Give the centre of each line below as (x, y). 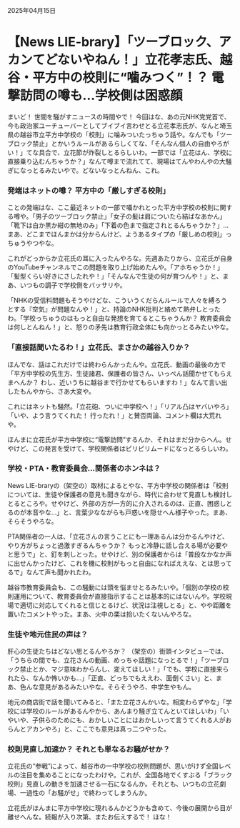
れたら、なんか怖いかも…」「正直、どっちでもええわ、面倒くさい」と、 (112, 678)
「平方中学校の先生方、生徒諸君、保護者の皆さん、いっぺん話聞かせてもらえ (120, 373)
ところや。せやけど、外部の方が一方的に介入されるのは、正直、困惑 (120, 503)
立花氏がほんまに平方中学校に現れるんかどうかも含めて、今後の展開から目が (120, 808)
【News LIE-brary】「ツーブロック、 (113, 42)
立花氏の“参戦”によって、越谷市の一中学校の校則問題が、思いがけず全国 (113, 766)
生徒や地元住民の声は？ (47, 634)
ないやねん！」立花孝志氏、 (138, 60)
